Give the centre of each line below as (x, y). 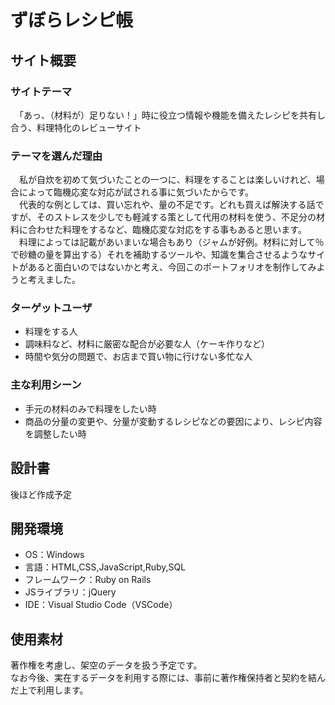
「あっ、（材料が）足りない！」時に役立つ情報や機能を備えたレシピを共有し (172, 115)
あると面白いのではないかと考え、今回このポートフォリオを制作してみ (172, 267)
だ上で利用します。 (49, 690)
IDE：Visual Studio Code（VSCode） (101, 605)
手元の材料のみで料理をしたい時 (90, 408)
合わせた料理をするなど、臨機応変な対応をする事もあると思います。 (167, 230)
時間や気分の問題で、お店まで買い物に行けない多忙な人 (138, 357)
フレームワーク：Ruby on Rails (88, 580)
